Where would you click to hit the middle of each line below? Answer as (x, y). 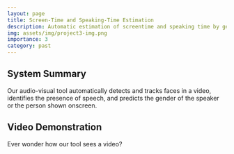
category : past (29, 46)
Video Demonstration (55, 127)
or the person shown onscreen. (52, 105)
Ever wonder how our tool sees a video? (65, 144)
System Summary (47, 74)
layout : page (26, 14)
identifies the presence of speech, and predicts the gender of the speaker (113, 98)
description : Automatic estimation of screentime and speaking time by (113, 26)
